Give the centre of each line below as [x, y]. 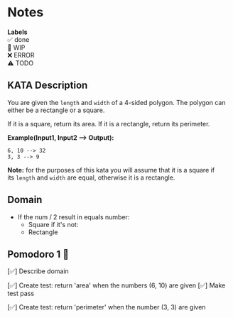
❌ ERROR [21, 55]
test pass [21, 294]
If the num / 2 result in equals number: [74, 216]
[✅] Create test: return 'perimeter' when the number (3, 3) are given [107, 307]
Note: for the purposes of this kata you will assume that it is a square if [111, 170]
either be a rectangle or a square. [56, 110]
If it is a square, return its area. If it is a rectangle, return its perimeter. [109, 124]
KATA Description [48, 86]
